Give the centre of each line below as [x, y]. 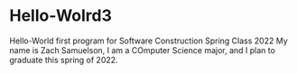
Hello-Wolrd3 [61, 16]
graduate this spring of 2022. [64, 60]
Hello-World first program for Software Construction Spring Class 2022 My [149, 41]
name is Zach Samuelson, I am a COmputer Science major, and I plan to [142, 50]
